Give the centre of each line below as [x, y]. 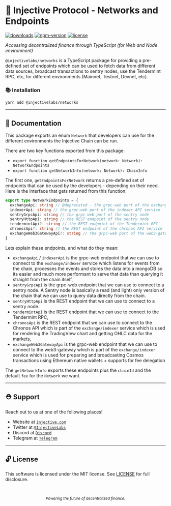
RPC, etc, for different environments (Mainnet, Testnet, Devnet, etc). [77, 76]
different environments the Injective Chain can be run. [62, 141]
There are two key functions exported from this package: [65, 151]
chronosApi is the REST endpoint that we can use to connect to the [82, 322]
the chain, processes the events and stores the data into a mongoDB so [88, 269]
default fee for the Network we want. [43, 375]
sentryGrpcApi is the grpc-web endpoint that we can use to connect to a [88, 285]
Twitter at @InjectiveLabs [39, 427]
